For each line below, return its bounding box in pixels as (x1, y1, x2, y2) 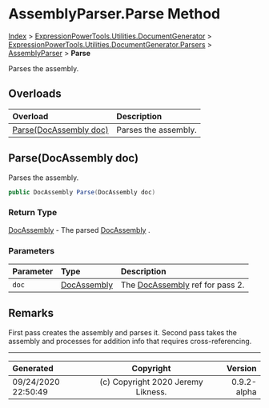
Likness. (135, 386, 167, 397)
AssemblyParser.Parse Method (8, 5, 221, 23)
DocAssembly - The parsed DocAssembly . (8, 225, 151, 234)
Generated (12, 362, 54, 374)
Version (226, 362, 257, 374)
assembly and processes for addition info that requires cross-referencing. (8, 336, 252, 346)
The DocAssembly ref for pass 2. (120, 279, 245, 290)
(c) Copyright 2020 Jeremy (99, 376, 203, 387)
